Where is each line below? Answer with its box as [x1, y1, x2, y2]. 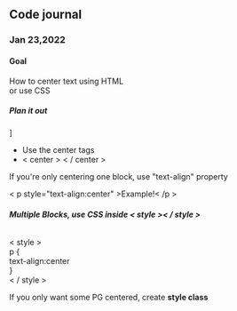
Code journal [9, 7, 83, 22]
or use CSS [9, 84, 51, 96]
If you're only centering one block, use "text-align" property [9, 171, 228, 182]
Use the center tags [21, 145, 95, 155]
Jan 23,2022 [9, 34, 67, 46]
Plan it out [9, 106, 48, 116]
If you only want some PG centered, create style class [9, 291, 209, 302]
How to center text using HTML [9, 76, 124, 86]
